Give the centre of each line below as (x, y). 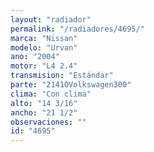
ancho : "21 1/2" (44, 112)
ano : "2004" (35, 57)
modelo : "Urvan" (44, 47)
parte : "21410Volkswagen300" (71, 85)
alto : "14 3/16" (44, 103)
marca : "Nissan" (44, 38)
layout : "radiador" (51, 19)
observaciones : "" (48, 122)
